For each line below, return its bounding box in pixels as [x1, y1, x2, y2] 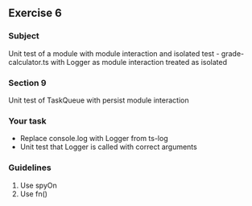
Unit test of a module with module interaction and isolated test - [8, 48, 220, 59]
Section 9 [8, 77, 47, 88]
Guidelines [8, 162, 52, 173]
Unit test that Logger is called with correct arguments [19, 142, 197, 151]
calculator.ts [8, 57, 50, 67]
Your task [8, 115, 47, 127]
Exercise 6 [8, 6, 62, 20]
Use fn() [19, 188, 48, 199]
